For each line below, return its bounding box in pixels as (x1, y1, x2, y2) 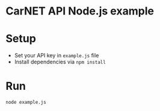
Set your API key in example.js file (14, 52, 99, 59)
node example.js (5, 100, 46, 106)
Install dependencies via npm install (14, 59, 106, 66)
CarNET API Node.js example (5, 4, 155, 18)
